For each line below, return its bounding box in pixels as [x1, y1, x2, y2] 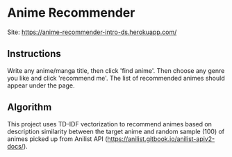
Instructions [7, 48, 61, 60]
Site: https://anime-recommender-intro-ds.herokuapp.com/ [7, 28, 177, 36]
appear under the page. [7, 81, 75, 90]
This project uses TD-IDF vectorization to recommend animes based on [7, 119, 212, 128]
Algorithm [7, 101, 52, 113]
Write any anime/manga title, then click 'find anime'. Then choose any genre [7, 66, 225, 74]
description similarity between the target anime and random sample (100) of [7, 127, 225, 135]
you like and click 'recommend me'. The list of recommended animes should [7, 74, 225, 82]
